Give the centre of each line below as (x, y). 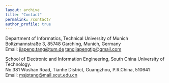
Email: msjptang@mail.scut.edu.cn (41, 75)
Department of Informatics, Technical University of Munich (67, 38)
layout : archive (22, 10)
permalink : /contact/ (28, 19)
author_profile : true (28, 24)
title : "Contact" (24, 15)
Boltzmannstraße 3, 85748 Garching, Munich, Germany (63, 44)
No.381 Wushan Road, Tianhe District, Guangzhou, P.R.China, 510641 (78, 70)
